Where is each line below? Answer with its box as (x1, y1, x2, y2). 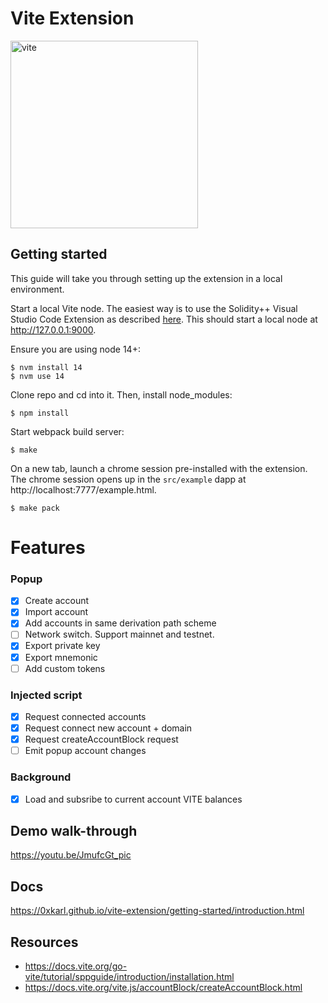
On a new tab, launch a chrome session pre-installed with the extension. (10, 462, 308, 474)
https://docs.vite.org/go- (24, 960, 128, 972)
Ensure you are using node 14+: (10, 343, 141, 355)
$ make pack (10, 503, 60, 513)
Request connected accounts (24, 710, 147, 722)
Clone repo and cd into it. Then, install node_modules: (10, 388, 233, 401)
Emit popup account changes (24, 745, 147, 757)
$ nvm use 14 (10, 371, 65, 381)
